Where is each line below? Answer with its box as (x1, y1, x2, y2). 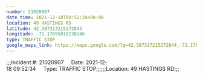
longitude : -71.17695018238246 (6, 31, 85, 37)
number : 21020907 (6, 8, 50, 15)
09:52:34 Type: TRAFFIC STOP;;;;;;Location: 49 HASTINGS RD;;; (13, 65, 179, 72)
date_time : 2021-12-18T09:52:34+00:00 (6, 14, 104, 20)
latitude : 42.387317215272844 (6, 25, 83, 32)
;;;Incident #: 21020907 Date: (6, 58, 85, 66)
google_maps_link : (6, 43, 53, 49)
